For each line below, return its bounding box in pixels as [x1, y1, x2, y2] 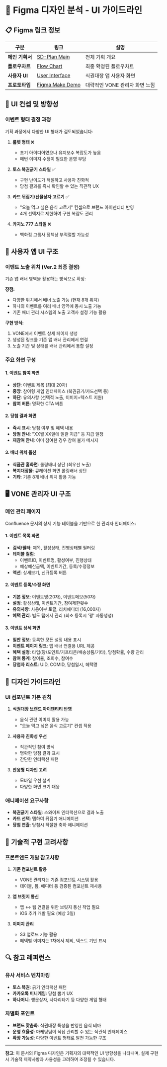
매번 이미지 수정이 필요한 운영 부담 [19, 156, 86, 162]
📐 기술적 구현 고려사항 [5, 838, 69, 846]
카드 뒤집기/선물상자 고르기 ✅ [12, 193, 70, 199]
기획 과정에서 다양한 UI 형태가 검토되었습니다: [5, 128, 93, 134]
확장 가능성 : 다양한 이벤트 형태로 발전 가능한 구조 [12, 1035, 107, 1041]
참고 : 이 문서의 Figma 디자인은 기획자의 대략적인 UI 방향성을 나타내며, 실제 [5, 1050, 149, 1056]
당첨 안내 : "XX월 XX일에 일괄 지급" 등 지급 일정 [12, 431, 104, 437]
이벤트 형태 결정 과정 [5, 116, 51, 123]
